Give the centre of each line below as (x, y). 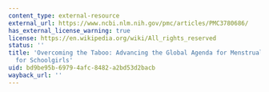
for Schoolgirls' (44, 61)
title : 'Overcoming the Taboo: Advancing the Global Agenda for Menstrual (136, 53)
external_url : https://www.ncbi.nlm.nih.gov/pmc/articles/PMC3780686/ (128, 23)
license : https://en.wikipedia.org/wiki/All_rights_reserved (112, 38)
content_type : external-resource (64, 16)
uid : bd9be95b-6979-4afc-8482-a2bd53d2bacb (82, 68)
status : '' (26, 46)
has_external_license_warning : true (69, 30)
